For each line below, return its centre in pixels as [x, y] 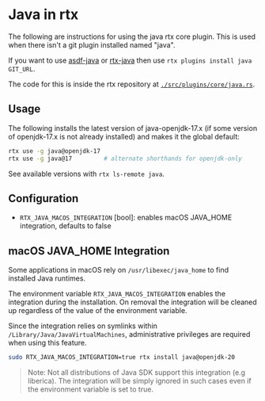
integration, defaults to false [66, 226]
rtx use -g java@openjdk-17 [55, 151]
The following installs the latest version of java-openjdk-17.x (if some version [133, 128]
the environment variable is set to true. [91, 389]
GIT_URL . [22, 68]
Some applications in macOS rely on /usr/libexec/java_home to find [119, 270]
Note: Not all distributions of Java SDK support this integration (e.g [136, 372]
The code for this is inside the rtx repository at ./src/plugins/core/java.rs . [132, 84]
